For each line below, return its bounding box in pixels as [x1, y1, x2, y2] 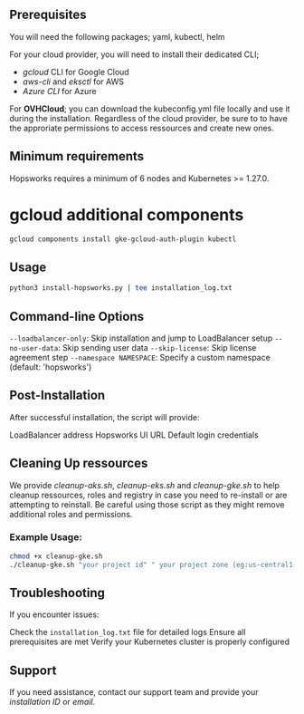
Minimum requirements [9, 149, 145, 164]
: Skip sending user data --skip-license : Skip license [57, 342, 257, 352]
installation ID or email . [9, 697, 96, 708]
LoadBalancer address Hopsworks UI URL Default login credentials [9, 429, 260, 440]
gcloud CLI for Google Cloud [22, 66, 129, 77]
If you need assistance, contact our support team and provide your [9, 687, 259, 698]
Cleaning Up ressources [9, 456, 148, 471]
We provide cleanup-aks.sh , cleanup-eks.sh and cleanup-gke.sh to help [9, 479, 280, 490]
